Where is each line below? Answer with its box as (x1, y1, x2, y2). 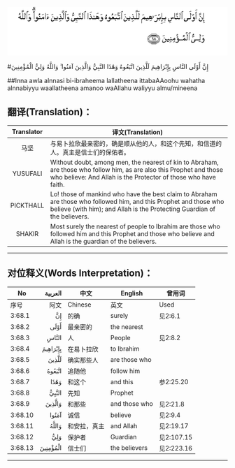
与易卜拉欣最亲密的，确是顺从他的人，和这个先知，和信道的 (50, 139, 222, 147)
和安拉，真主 (67, 422, 105, 430)
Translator (11, 128, 43, 136)
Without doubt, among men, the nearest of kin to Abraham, (50, 158, 219, 167)
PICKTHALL (10, 201, 45, 210)
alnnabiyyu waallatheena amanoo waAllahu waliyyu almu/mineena (7, 84, 198, 92)
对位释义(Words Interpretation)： (7, 268, 154, 279)
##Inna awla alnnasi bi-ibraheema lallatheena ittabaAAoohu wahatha (7, 77, 206, 85)
